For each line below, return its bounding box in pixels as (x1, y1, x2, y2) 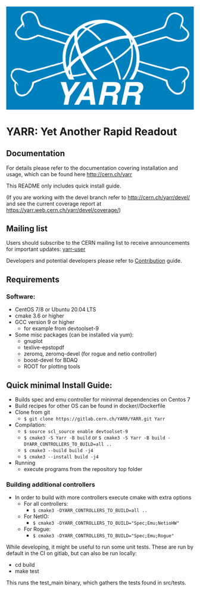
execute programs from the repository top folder (23, 465, 143, 472)
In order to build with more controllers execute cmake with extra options (14, 494, 192, 501)
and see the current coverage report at (6, 200, 102, 207)
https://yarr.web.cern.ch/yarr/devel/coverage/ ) (6, 206, 121, 213)
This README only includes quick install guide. (6, 182, 121, 189)
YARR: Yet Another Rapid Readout (6, 124, 177, 138)
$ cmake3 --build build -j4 (23, 447, 93, 453)
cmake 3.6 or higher (14, 312, 64, 319)
